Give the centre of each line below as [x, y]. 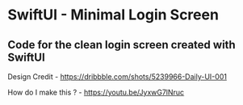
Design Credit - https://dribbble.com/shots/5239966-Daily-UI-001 [117, 77]
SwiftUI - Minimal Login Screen [113, 15]
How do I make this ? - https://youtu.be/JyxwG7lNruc [96, 92]
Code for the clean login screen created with [121, 45]
